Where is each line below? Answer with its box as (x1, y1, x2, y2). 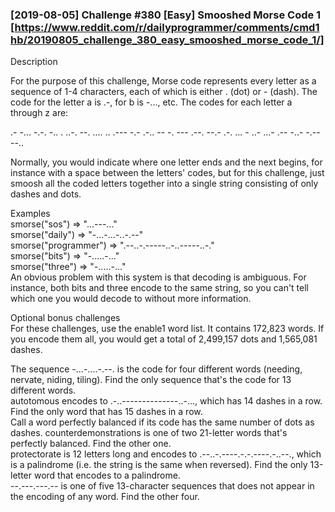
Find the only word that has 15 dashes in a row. (10, 406, 203, 418)
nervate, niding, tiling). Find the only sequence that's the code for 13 (10, 374, 292, 386)
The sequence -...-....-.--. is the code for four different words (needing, (10, 363, 303, 375)
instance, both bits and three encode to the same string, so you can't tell (10, 282, 309, 294)
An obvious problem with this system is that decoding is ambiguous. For (10, 271, 307, 283)
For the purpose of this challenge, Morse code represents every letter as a (10, 75, 317, 87)
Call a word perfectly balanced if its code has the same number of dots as (10, 416, 315, 428)
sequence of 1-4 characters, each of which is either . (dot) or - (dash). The (10, 86, 318, 98)
